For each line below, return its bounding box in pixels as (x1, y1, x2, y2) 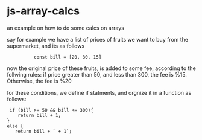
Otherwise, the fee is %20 (7, 77, 72, 84)
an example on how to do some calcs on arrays (7, 24, 124, 31)
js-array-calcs (7, 4, 80, 18)
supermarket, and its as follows (7, 42, 85, 49)
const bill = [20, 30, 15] (33, 54, 102, 60)
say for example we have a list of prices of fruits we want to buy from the (7, 36, 189, 43)
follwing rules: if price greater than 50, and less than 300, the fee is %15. (7, 71, 188, 78)
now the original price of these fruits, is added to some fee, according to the (7, 65, 197, 72)
